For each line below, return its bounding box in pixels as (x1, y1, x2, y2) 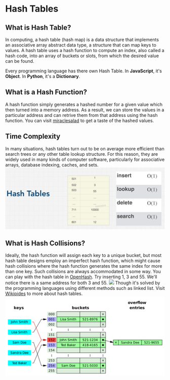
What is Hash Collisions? (5, 239, 86, 247)
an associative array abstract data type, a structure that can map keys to (5, 42, 157, 48)
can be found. (5, 58, 34, 64)
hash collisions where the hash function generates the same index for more (5, 263, 162, 269)
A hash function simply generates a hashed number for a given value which (5, 101, 163, 107)
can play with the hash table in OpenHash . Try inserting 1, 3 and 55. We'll (5, 274, 157, 280)
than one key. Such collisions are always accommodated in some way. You (5, 269, 161, 275)
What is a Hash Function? (5, 88, 88, 97)
